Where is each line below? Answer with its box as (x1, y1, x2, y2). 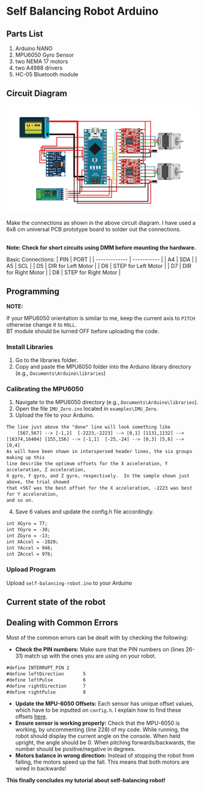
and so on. (6, 498, 34, 504)
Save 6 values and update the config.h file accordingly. (15, 508, 154, 515)
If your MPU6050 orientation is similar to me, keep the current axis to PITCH (6, 314, 195, 322)
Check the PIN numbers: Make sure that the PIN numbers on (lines (15, 645, 184, 653)
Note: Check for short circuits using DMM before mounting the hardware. (6, 244, 197, 251)
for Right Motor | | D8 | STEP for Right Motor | (6, 269, 121, 276)
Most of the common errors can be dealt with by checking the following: (6, 634, 188, 641)
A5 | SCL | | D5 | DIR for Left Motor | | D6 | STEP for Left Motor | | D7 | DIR (6, 262, 192, 269)
